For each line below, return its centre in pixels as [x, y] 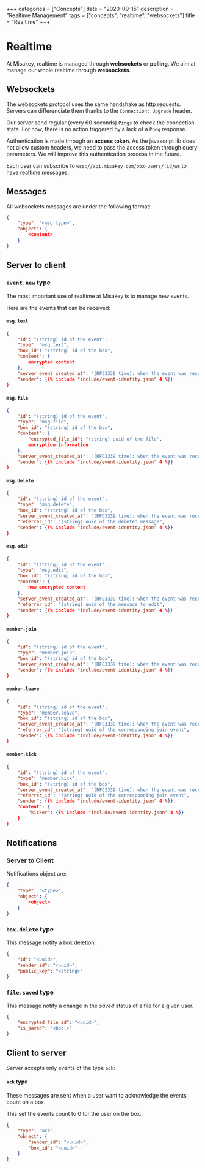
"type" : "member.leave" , [49, 713]
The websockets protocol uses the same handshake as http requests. [94, 104]
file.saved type [30, 992]
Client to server [36, 1053]
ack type [17, 1082]
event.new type [28, 283]
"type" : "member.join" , [48, 653]
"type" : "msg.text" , [43, 345]
